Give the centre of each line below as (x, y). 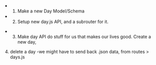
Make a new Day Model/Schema (51, 11)
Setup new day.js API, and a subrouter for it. (63, 21)
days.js (17, 57)
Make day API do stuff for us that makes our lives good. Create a (84, 36)
